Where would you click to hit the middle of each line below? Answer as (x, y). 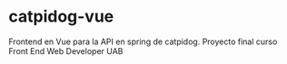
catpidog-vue (61, 17)
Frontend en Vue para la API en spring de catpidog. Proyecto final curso (143, 41)
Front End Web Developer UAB (66, 50)
